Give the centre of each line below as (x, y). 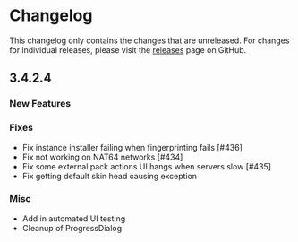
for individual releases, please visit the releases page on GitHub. (128, 49)
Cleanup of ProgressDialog (72, 228)
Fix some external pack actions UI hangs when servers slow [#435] (146, 166)
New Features (40, 104)
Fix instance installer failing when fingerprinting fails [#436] (132, 147)
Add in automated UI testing (74, 218)
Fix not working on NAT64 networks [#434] (102, 157)
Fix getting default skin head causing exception (110, 176)
